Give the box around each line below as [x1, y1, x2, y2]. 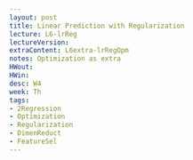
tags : [9, 95, 29, 105]
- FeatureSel [9, 137, 58, 146]
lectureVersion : [9, 37, 69, 47]
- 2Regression [9, 104, 62, 113]
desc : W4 [9, 79, 42, 88]
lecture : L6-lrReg [9, 29, 77, 38]
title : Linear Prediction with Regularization [9, 21, 185, 30]
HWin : [9, 71, 29, 80]
